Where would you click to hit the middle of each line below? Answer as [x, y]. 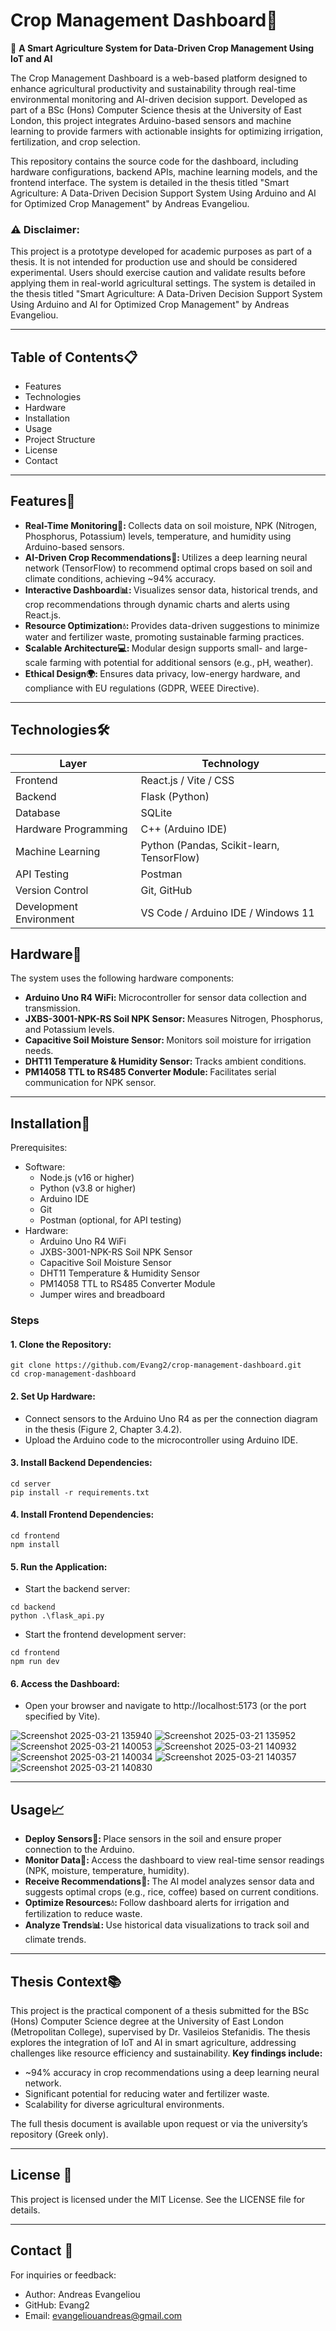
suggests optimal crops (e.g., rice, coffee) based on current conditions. [172, 1892]
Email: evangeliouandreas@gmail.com [103, 2315]
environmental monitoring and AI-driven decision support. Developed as [159, 99]
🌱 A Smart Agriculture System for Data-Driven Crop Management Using [162, 48]
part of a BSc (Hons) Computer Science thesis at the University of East [156, 110]
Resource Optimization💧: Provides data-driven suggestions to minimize [172, 625]
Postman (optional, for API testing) [110, 1220]
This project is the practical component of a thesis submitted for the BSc [160, 2011]
